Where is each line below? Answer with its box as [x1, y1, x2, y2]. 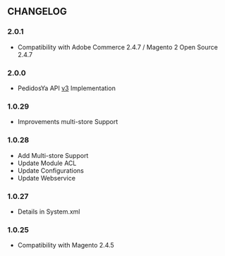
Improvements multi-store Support [17, 118, 118, 126]
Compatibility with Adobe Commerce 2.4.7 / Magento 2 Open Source [17, 42, 219, 51]
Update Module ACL [17, 159, 77, 167]
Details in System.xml [17, 207, 80, 216]
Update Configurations [17, 166, 85, 175]
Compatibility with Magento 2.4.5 [17, 241, 114, 250]
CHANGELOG [7, 6, 67, 18]
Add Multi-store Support [17, 151, 89, 159]
